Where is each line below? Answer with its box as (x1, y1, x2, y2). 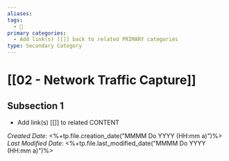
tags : (7, 17, 23, 24)
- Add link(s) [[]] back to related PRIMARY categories (13, 36, 178, 43)
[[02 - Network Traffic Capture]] (7, 72, 196, 88)
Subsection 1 (7, 100, 65, 112)
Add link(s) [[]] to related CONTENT (17, 119, 120, 126)
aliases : (7, 10, 33, 17)
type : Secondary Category (7, 42, 82, 49)
